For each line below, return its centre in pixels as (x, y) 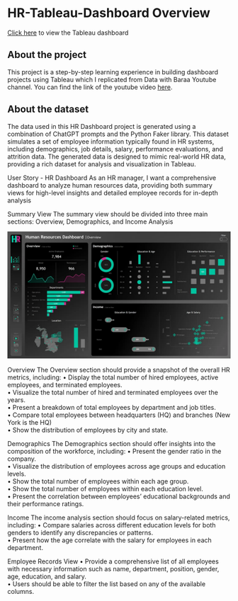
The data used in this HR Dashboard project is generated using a (102, 126)
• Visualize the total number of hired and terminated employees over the (113, 392)
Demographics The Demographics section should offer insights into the (112, 443)
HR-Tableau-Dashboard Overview (109, 13)
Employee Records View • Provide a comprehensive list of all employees (113, 561)
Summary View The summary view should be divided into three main (108, 214)
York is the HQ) (29, 422)
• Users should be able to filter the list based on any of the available (107, 584)
